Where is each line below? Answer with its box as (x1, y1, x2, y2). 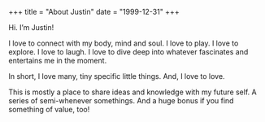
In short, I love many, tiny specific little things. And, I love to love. (8, 72, 225, 81)
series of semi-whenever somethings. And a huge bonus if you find (8, 96, 234, 105)
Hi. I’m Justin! (8, 23, 54, 32)
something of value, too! (8, 105, 90, 114)
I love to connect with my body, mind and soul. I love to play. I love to (8, 38, 239, 48)
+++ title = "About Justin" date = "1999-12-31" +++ (8, 7, 180, 16)
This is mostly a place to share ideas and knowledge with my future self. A (8, 87, 258, 97)
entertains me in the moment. (8, 56, 107, 65)
